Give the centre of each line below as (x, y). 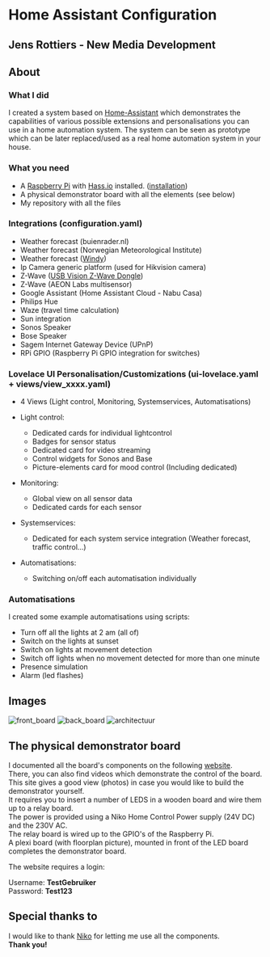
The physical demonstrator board (95, 746)
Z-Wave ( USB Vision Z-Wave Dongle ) (82, 276)
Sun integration (45, 318)
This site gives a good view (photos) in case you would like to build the (126, 782)
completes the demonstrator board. (67, 851)
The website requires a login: (57, 867)
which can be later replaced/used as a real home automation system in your (135, 138)
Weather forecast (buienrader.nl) (74, 241)
